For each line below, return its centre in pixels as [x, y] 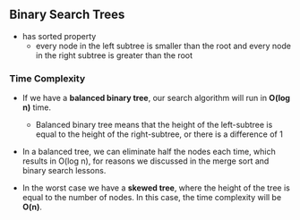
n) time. [37, 107]
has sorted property [59, 36]
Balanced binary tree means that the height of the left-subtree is [154, 125]
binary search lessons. [64, 171]
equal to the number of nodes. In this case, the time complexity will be [152, 198]
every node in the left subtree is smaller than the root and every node [163, 46]
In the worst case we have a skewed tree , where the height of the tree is [156, 188]
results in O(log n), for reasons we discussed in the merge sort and [146, 161]
